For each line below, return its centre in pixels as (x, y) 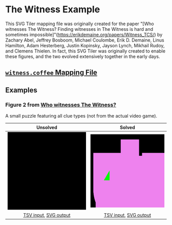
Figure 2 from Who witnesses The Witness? (61, 105)
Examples (21, 90)
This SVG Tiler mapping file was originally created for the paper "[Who (80, 24)
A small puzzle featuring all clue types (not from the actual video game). (81, 116)
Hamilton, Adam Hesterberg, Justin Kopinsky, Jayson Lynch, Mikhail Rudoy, (85, 45)
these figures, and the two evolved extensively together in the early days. (83, 56)
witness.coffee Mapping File (51, 73)
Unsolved (47, 127)
